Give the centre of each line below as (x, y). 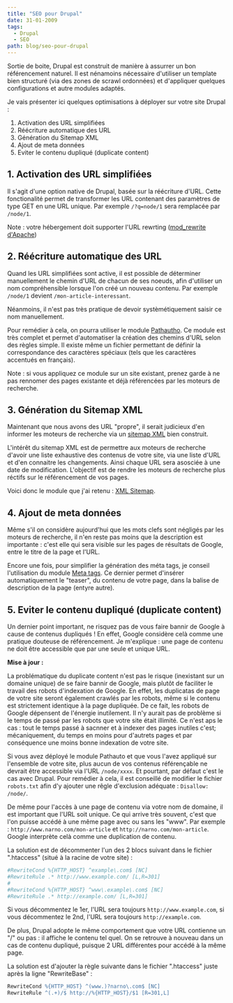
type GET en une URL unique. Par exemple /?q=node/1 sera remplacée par (114, 206)
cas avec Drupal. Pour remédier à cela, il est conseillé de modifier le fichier (115, 779)
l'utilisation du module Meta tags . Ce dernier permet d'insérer (96, 573)
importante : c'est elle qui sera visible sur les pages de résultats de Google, (115, 545)
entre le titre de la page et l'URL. (54, 552)
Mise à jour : (25, 662)
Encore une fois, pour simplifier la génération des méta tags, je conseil (108, 566)
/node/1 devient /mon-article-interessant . (69, 295)
